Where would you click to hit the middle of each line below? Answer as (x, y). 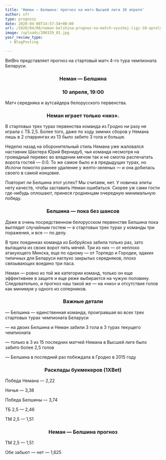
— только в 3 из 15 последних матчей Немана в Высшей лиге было (76, 342)
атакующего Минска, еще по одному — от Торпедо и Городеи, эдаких (80, 253)
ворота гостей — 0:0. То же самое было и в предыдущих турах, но (76, 162)
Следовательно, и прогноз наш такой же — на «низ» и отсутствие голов (82, 283)
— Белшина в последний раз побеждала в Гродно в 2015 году (71, 357)
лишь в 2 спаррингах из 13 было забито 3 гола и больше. (65, 137)
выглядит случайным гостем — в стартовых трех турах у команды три (80, 227)
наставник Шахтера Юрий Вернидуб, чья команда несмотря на (72, 152)
